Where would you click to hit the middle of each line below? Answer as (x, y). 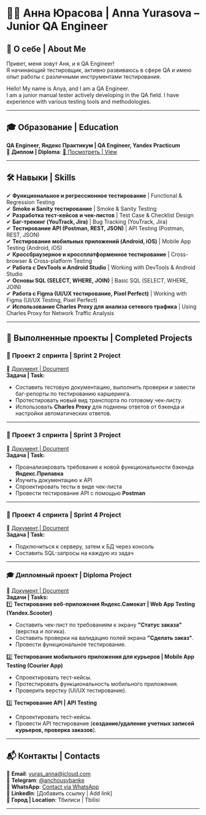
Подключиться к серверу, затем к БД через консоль (85, 546)
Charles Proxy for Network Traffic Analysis (60, 313)
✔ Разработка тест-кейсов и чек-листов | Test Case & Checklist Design (100, 215)
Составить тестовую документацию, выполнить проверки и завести (105, 388)
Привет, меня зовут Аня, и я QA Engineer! (60, 64)
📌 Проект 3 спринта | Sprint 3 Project (64, 435)
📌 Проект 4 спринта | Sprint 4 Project (64, 515)
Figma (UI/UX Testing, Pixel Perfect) (52, 300)
